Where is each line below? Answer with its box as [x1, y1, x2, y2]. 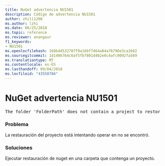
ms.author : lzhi [5, 21, 38, 26]
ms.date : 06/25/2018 [5, 26, 48, 31]
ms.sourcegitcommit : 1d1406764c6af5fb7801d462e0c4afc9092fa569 [5, 53, 137, 58]
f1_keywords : [5, 39, 32, 44]
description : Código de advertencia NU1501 [5, 12, 96, 17]
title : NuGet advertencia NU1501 [5, 7, 74, 12]
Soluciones [5, 144, 33, 151]
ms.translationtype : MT [5, 58, 54, 63]
